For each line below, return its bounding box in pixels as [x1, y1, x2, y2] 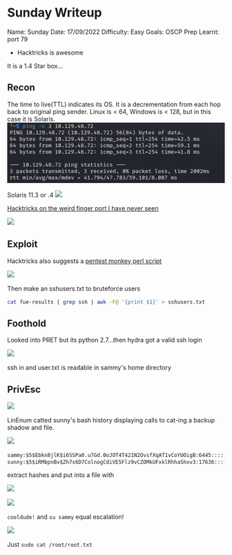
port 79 [7, 35, 28, 43]
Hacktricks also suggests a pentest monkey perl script [7, 257, 162, 265]
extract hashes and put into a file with [7, 471, 115, 479]
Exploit [7, 238, 38, 250]
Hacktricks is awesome [17, 48, 84, 57]
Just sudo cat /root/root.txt [7, 541, 93, 549]
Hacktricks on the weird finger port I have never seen [7, 204, 159, 212]
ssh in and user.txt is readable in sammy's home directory [7, 364, 171, 372]
